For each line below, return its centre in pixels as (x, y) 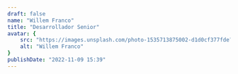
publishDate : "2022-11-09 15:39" (57, 60)
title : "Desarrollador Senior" (53, 27)
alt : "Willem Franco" (52, 47)
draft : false (27, 14)
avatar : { (22, 33)
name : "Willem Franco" (41, 20)
